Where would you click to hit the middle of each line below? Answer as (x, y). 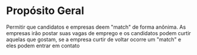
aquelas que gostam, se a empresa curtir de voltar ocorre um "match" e (94, 39)
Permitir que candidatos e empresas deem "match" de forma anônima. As (96, 27)
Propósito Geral (45, 11)
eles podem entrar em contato (43, 46)
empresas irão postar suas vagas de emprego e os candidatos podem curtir (98, 33)
